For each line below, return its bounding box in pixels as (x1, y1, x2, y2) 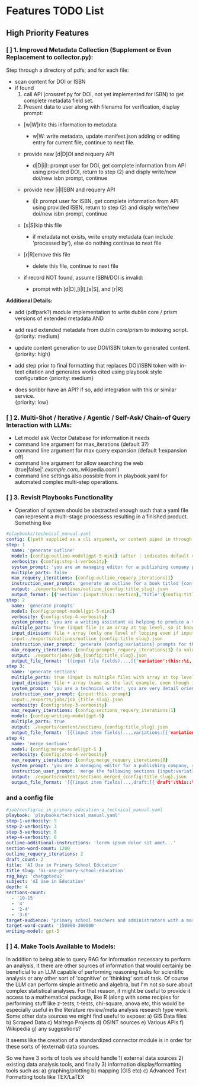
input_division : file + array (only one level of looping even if (11, 631, 179, 637)
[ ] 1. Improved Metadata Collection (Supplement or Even (6, 46, 172, 54)
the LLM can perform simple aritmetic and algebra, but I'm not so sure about (6, 981, 192, 988)
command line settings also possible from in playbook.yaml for (14, 472, 168, 479)
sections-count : (6, 889, 46, 896)
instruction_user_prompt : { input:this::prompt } (11, 691, 131, 697)
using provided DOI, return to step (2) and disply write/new (32, 168, 176, 175)
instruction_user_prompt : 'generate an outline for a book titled (11, 581, 179, 587)
